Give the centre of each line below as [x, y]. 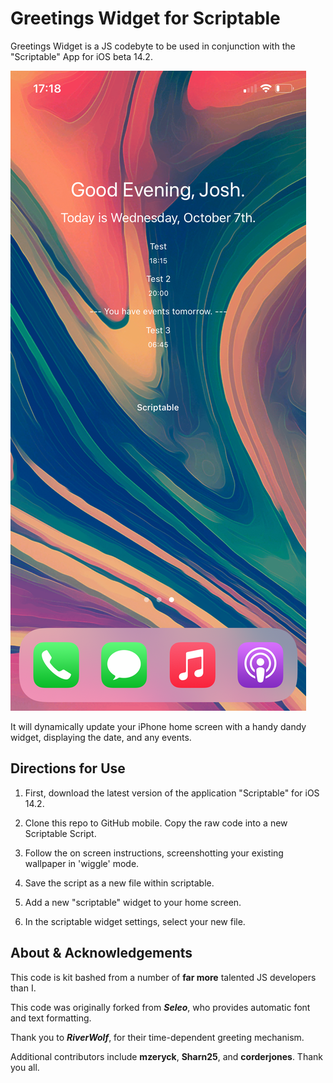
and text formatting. [51, 1018]
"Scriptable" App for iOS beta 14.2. [81, 56]
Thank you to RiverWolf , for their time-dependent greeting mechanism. [157, 1037]
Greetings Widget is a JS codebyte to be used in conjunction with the [153, 46]
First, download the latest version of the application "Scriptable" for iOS [172, 793]
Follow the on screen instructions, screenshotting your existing [154, 853]
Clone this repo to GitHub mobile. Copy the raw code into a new [156, 823]
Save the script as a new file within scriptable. [119, 883]
